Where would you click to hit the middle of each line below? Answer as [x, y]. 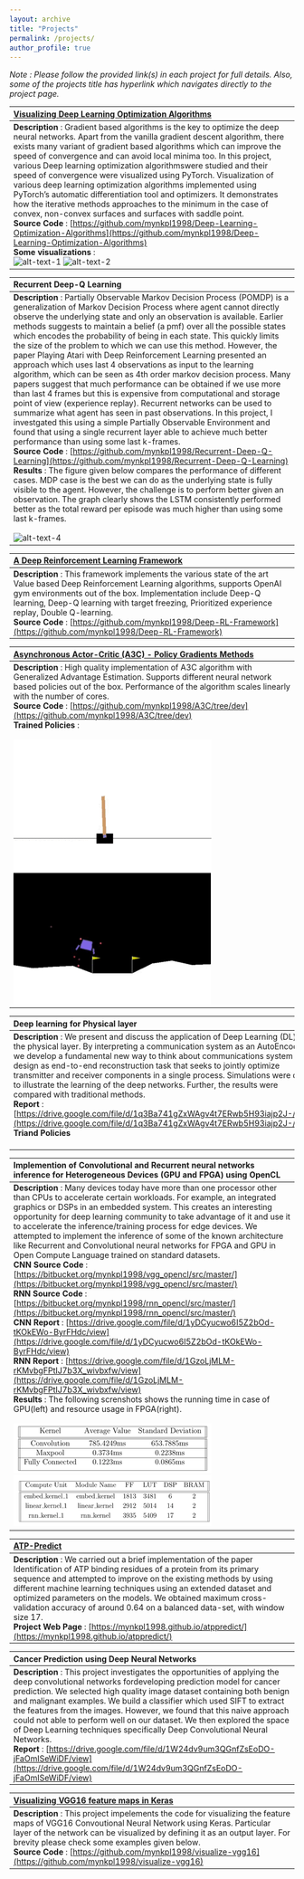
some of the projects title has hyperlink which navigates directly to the [141, 84]
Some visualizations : [54, 252]
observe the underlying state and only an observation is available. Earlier [148, 317]
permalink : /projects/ [52, 38]
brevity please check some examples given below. [107, 1842]
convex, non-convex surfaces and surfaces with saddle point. [128, 214]
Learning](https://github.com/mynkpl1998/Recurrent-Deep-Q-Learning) [151, 461]
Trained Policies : [46, 725]
